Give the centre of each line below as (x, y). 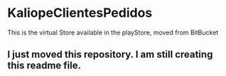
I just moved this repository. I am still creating (110, 55)
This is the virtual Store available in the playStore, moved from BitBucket (113, 32)
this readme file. (44, 66)
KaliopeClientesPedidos (80, 13)
